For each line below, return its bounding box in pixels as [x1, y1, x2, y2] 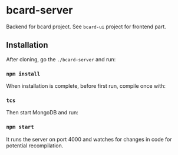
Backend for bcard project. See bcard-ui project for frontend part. [6, 23, 166, 30]
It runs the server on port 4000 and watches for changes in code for [6, 136, 172, 143]
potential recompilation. [6, 142, 64, 149]
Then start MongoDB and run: [6, 109, 78, 116]
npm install [6, 70, 41, 77]
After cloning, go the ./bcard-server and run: [6, 55, 116, 62]
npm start [6, 124, 34, 130]
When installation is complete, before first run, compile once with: [6, 83, 166, 90]
